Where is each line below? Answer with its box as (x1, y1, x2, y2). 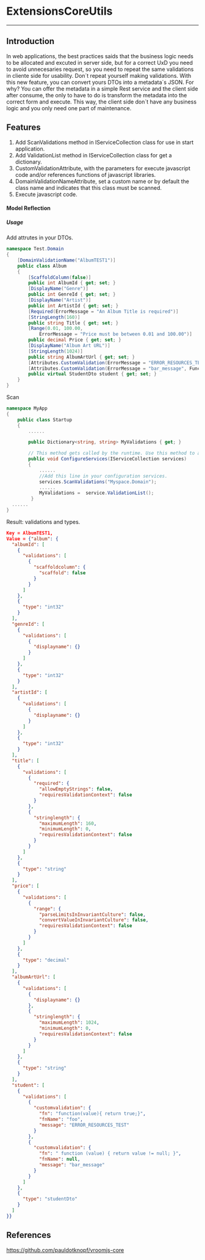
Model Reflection (6, 204, 51, 212)
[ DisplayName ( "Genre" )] (28, 286, 88, 292)
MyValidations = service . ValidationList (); (38, 490, 154, 497)
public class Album (17, 263, 67, 269)
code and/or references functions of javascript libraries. (15, 171, 156, 178)
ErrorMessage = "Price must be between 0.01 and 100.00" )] (38, 331, 192, 337)
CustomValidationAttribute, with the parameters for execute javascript (15, 164, 191, 172)
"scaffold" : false (38, 570, 86, 576)
